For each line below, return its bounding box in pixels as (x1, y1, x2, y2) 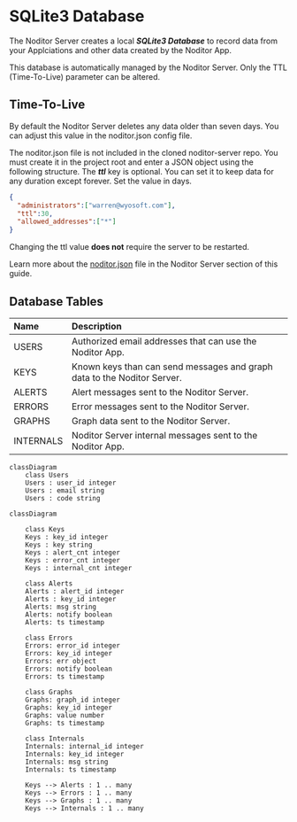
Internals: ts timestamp (25, 764, 117, 774)
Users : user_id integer (25, 478, 117, 487)
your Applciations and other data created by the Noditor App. (9, 44, 232, 55)
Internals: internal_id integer (25, 741, 144, 750)
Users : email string (25, 485, 104, 495)
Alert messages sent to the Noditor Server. (72, 385, 249, 398)
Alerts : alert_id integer (25, 586, 125, 595)
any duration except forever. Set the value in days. (9, 175, 193, 186)
